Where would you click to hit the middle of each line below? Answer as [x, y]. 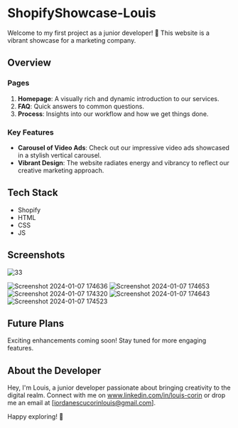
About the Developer [54, 371]
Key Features [31, 132]
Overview [29, 63]
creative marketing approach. [61, 170]
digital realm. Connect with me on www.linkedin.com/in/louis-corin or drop [117, 395]
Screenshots [36, 255]
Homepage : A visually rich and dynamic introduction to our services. [118, 98]
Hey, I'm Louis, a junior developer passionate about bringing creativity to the [119, 388]
